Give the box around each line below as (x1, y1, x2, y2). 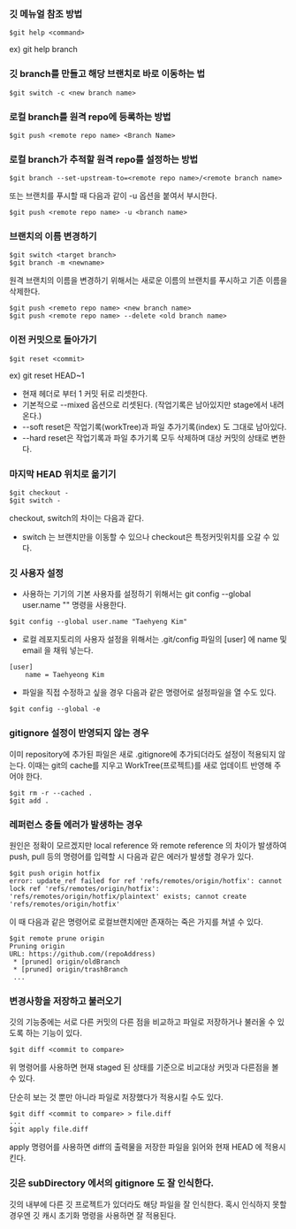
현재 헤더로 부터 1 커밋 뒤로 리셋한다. (21, 388, 148, 399)
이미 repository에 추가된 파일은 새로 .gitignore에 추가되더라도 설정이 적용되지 (9, 749, 277, 759)
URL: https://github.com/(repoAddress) (9, 949, 156, 958)
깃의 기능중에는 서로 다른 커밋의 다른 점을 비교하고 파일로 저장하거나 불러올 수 (9, 1017, 276, 1027)
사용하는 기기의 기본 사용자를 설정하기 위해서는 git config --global (21, 588, 252, 599)
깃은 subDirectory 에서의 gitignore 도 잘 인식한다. (9, 1177, 215, 1189)
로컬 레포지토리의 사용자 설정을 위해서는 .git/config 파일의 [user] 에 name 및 (21, 634, 287, 645)
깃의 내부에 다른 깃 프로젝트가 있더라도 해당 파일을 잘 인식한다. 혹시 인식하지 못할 (9, 1199, 287, 1210)
